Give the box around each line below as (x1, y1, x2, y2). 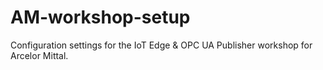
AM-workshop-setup (10, 6, 191, 29)
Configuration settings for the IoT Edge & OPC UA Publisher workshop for (10, 39, 313, 51)
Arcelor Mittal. (10, 49, 69, 61)
